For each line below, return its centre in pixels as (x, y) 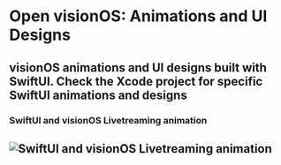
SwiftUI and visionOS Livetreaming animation (108, 120)
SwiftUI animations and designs (98, 95)
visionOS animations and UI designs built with (138, 67)
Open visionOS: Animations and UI (138, 16)
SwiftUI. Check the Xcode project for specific (136, 81)
